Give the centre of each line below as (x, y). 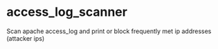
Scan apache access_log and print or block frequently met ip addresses (109, 31)
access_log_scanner (67, 12)
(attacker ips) (26, 38)
